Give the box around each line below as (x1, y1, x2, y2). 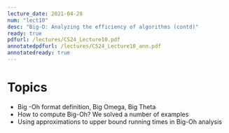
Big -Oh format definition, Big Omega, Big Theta (17, 102, 156, 111)
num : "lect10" (7, 17, 49, 24)
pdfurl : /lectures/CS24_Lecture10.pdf (7, 36, 120, 43)
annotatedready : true (7, 50, 71, 57)
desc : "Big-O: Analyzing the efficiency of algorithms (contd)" (7, 23, 199, 30)
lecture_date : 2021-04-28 (7, 10, 83, 17)
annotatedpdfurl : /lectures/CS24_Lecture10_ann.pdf (7, 43, 161, 50)
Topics (7, 80, 48, 95)
